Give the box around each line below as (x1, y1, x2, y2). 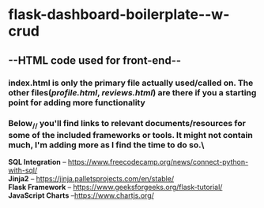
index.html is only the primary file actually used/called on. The (8, 77, 254, 88)
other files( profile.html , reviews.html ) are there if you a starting (8, 87, 257, 98)
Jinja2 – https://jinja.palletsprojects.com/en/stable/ (8, 174, 175, 184)
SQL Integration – (8, 158, 66, 167)
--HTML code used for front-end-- (8, 54, 182, 67)
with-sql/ (8, 165, 38, 175)
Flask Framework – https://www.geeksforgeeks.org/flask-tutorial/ (8, 183, 223, 192)
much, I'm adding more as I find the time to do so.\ (8, 139, 205, 150)
